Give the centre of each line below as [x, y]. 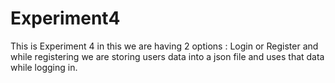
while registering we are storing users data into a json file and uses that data [167, 56]
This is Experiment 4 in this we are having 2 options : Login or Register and [164, 46]
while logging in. [44, 67]
